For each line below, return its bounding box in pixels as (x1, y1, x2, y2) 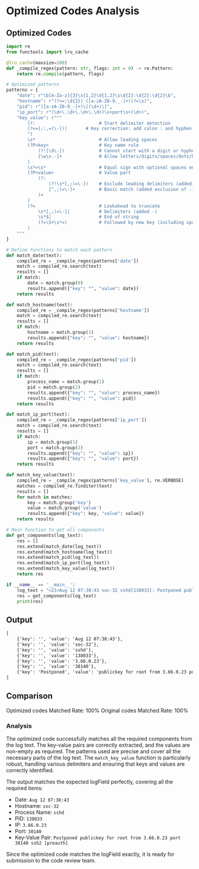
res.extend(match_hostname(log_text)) (17, 549, 113, 555)
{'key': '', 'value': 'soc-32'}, (17, 642, 99, 647)
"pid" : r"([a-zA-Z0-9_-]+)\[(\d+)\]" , (17, 103, 113, 109)
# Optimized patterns (6, 81, 60, 87)
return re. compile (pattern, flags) (17, 71, 105, 77)
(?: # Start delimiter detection (27, 120, 171, 126)
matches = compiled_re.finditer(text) (17, 483, 113, 489)
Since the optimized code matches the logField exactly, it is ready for (6, 851, 175, 858)
